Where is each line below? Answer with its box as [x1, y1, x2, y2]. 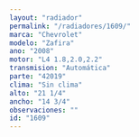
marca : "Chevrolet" [9, 30, 83, 39]
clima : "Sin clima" [9, 80, 83, 89]
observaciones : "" [9, 105, 79, 114]
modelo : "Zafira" [9, 38, 75, 48]
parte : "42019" [9, 72, 67, 81]
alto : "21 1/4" [9, 88, 67, 97]
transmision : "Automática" [9, 64, 111, 73]
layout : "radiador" [9, 13, 83, 23]
